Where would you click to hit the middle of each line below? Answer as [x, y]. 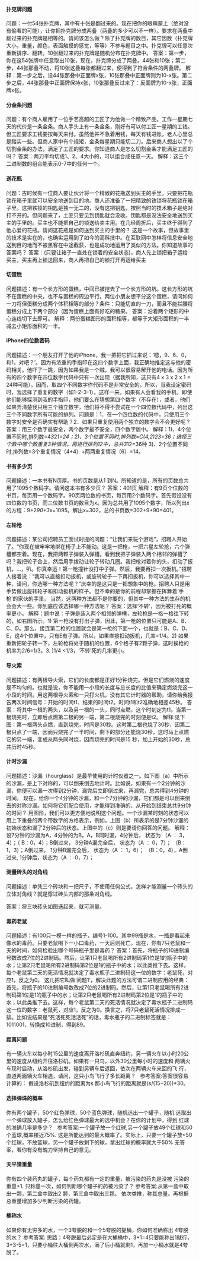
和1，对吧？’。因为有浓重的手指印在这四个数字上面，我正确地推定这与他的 [96, 362]
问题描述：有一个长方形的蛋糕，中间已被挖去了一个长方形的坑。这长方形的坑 [99, 289]
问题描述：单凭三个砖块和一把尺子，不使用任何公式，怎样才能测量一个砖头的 [99, 887]
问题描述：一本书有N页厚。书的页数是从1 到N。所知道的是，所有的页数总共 [97, 481]
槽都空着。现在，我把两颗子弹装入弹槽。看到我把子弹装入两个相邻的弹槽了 [97, 554]
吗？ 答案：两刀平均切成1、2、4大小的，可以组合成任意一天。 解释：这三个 [98, 156]
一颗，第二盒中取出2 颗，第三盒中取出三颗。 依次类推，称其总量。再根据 [100, 1193]
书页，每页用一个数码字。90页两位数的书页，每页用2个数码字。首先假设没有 [99, 496]
